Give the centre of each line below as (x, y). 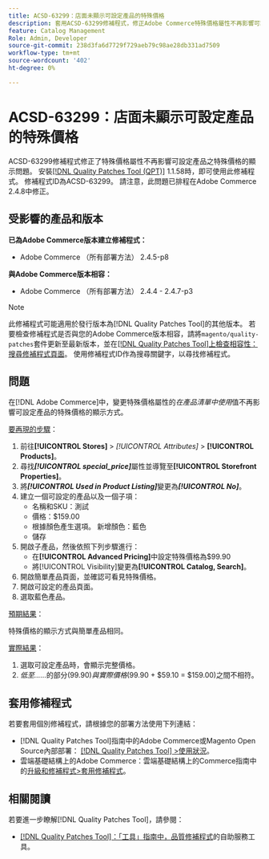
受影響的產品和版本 (56, 219)
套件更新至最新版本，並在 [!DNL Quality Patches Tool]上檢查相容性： (146, 344)
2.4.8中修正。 (31, 191)
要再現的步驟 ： (33, 429)
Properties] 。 (43, 476)
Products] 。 (40, 456)
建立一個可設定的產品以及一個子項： (80, 497)
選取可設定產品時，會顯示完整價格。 (80, 665)
